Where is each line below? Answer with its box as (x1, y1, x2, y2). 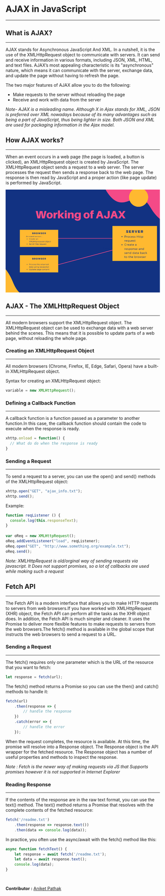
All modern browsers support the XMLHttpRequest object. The (5, 319, 132, 325)
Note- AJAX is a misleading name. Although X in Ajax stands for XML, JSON (5, 106, 160, 112)
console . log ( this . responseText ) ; (10, 518, 78, 523)
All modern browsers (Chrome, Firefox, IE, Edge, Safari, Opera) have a (5, 363, 147, 369)
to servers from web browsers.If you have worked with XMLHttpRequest (5, 605, 152, 611)
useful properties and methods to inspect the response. (5, 754, 118, 760)
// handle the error (23, 725, 65, 729)
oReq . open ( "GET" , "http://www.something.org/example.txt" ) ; (5, 544, 131, 549)
